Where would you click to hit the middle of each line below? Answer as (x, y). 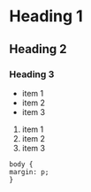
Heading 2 (38, 49)
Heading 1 (46, 16)
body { (21, 164)
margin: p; (29, 172)
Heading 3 (32, 74)
